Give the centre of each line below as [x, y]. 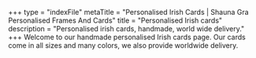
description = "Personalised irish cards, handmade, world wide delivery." [126, 29]
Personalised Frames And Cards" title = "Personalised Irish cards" [115, 20]
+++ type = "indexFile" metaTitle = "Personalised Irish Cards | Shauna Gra [129, 12]
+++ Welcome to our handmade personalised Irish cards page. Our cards [127, 37]
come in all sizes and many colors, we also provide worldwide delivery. [123, 45]
